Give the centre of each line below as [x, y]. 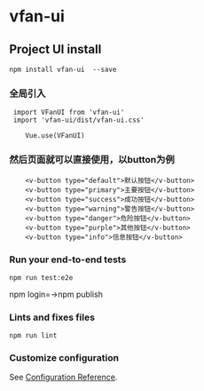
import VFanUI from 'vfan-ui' [69, 113]
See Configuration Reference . [63, 377]
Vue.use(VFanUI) [55, 136]
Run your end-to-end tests [68, 259]
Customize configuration [64, 358]
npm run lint [33, 336]
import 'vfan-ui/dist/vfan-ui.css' [78, 120]
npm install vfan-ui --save [63, 69]
